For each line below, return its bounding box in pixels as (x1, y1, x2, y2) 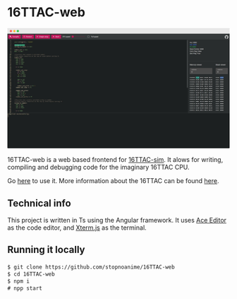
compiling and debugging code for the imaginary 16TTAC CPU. (7, 163, 190, 172)
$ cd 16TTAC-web (7, 270, 55, 278)
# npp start (7, 284, 42, 292)
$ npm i (7, 277, 30, 285)
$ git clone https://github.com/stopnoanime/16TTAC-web (7, 263, 175, 271)
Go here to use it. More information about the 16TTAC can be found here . (7, 177, 220, 185)
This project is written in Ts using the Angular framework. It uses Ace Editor (7, 216, 227, 224)
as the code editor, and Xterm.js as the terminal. (7, 223, 147, 232)
